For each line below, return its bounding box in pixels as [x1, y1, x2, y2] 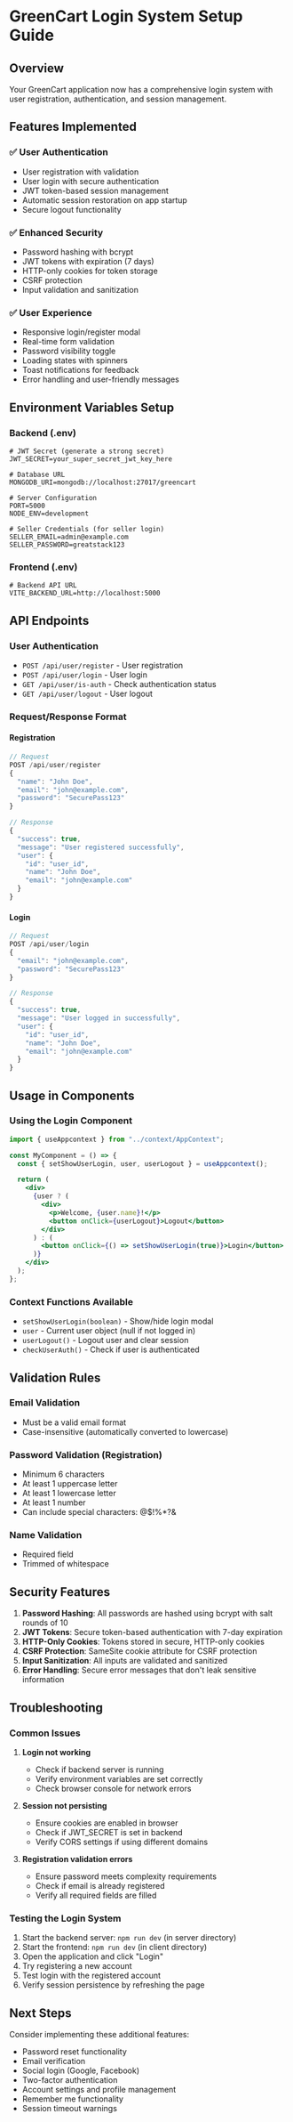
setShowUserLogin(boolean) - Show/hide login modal [21, 1316, 214, 1327]
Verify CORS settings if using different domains [35, 1836, 209, 1847]
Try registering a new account [21, 1961, 132, 1972]
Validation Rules [9, 1370, 101, 1385]
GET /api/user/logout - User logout [21, 688, 154, 699]
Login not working [21, 1746, 91, 1757]
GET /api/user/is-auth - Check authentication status [21, 678, 217, 689]
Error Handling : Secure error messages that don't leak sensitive [21, 1664, 257, 1675]
